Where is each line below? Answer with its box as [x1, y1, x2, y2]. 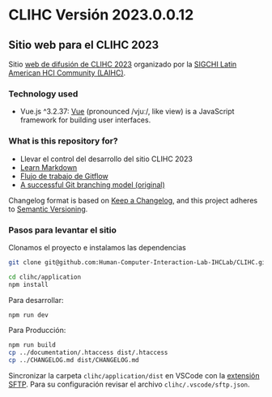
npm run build [8, 341, 57, 349]
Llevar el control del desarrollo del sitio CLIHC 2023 [19, 154, 193, 164]
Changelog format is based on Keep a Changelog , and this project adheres [8, 195, 257, 205]
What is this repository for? [8, 135, 119, 147]
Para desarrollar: [8, 295, 64, 305]
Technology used [8, 88, 79, 99]
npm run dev [8, 310, 49, 319]
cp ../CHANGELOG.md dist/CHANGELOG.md [8, 356, 139, 365]
